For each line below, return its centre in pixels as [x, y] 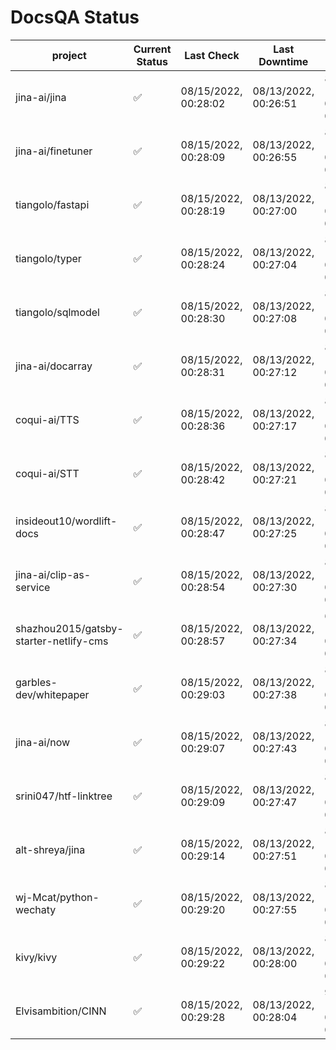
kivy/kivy [36, 957]
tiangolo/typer [48, 258]
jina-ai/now [43, 742]
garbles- [36, 682]
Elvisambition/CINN [61, 1011]
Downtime [283, 61]
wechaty [36, 909]
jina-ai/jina [41, 97]
